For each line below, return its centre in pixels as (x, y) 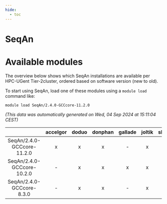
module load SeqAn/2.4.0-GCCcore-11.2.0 (48, 105)
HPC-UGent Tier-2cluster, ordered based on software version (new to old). (82, 81)
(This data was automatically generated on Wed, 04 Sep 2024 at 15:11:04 (81, 114)
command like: (20, 96)
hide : (11, 10)
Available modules (44, 62)
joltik (147, 132)
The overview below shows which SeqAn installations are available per (78, 76)
